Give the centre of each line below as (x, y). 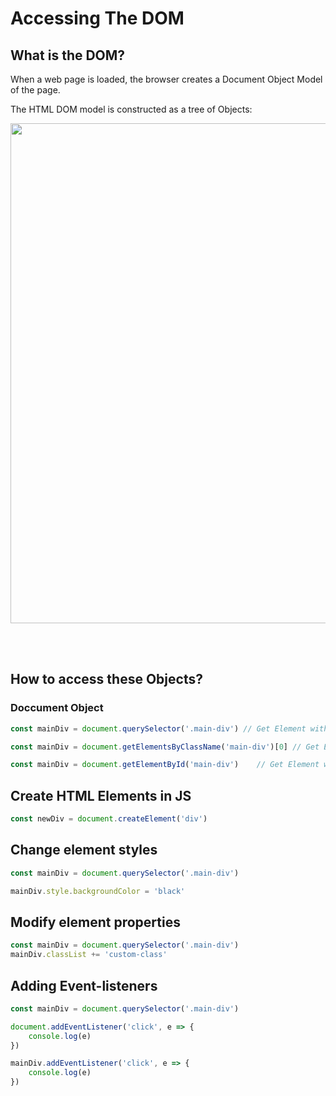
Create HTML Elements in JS (101, 795)
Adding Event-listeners (84, 985)
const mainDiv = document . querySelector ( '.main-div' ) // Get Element (158, 728)
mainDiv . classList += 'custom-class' (89, 955)
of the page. (35, 90)
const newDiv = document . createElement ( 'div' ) (109, 819)
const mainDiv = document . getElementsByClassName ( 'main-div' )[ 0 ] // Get (165, 747)
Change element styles (84, 850)
